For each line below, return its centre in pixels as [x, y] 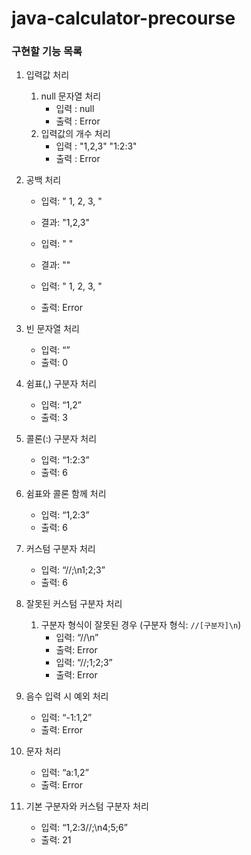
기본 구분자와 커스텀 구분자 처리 [87, 806]
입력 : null [75, 109]
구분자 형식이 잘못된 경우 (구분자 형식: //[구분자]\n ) [141, 625]
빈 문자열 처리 [52, 329]
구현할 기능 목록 [47, 52]
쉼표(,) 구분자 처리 [61, 384]
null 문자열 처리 [71, 96]
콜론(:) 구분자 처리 [61, 439]
